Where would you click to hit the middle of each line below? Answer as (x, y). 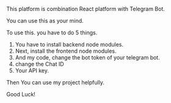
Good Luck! (21, 94)
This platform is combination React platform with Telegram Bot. (85, 9)
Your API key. (32, 71)
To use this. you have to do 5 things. (52, 32)
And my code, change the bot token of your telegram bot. (87, 57)
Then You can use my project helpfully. (56, 82)
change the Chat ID (39, 64)
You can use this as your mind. (45, 21)
